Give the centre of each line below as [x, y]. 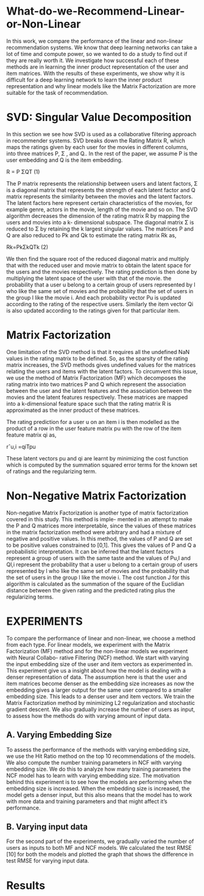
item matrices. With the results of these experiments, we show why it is [96, 73]
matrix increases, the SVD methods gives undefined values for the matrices [101, 365]
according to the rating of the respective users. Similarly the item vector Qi [100, 304]
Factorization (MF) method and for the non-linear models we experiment [97, 651]
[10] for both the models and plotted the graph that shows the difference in [100, 854]
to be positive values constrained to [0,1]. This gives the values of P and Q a [101, 545]
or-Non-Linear [44, 24]
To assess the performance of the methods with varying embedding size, [98, 749]
